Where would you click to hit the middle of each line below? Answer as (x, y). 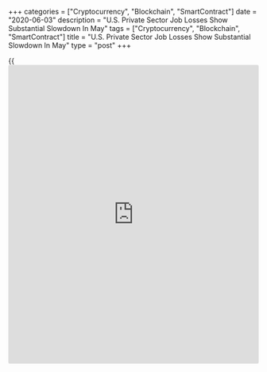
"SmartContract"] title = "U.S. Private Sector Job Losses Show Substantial (130, 37)
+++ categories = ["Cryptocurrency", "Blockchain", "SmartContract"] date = (133, 12)
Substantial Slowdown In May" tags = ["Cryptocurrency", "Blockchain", (124, 28)
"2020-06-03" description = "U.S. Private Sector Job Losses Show (118, 20)
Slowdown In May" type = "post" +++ (70, 45)
